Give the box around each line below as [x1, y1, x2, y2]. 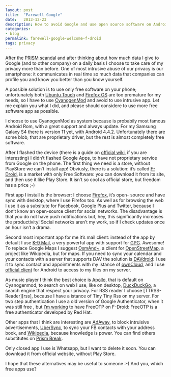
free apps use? [5, 366, 37, 372]
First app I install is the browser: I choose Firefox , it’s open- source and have [5, 192, 165, 198]
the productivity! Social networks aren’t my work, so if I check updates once [5, 219, 165, 225]
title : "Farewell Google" [5, 12, 63, 17]
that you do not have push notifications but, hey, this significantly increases [5, 213, 164, 219]
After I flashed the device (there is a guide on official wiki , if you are [5, 149, 147, 156]
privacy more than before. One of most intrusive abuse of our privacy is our [5, 65, 164, 71]
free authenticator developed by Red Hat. [5, 309, 92, 315]
